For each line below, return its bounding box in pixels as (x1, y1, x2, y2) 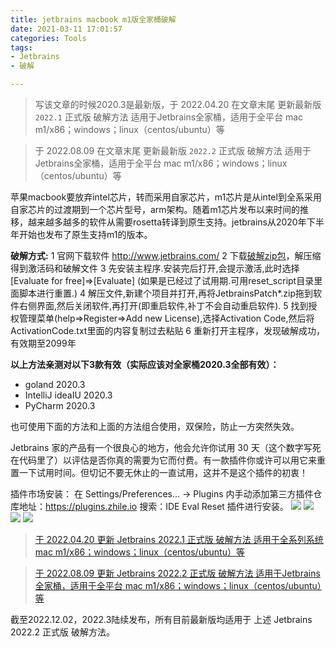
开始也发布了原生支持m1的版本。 (18, 229, 153, 240)
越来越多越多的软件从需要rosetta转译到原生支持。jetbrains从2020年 (27, 216, 307, 228)
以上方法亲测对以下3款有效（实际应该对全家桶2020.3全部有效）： (10, 359, 280, 370)
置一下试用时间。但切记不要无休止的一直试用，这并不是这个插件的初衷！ (10, 467, 308, 478)
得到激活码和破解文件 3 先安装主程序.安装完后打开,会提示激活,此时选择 (10, 262, 300, 274)
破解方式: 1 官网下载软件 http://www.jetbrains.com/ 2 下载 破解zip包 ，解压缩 (10, 250, 322, 261)
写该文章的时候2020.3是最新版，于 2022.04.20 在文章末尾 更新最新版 (34, 99, 322, 110)
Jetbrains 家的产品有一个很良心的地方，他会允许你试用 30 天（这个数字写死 (10, 442, 322, 453)
